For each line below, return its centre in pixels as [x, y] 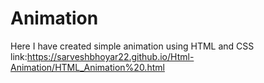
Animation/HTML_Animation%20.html [87, 67]
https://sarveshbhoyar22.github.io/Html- [110, 56]
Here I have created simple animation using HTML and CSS [132, 46]
